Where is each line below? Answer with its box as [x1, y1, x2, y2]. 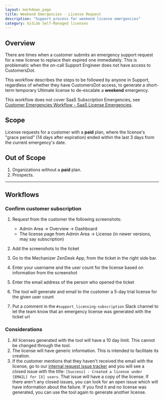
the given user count [12, 294, 54, 300]
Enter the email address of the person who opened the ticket [12, 279, 134, 285]
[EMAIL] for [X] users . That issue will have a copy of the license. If [12, 374, 149, 379]
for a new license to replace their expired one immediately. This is [5, 57, 137, 63]
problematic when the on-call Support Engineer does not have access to [5, 62, 151, 68]
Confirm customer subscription [5, 205, 82, 212]
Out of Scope [5, 154, 46, 162]
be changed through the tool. [12, 342, 71, 348]
